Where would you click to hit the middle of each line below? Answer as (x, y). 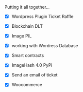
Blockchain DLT (27, 26)
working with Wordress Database (45, 46)
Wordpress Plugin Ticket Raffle (42, 16)
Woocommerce (27, 85)
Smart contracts (28, 55)
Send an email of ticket (34, 75)
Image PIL (22, 36)
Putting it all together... (27, 7)
